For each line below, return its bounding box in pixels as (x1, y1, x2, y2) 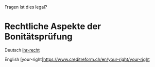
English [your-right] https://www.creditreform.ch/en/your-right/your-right (4, 56, 150, 62)
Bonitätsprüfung (4, 31, 73, 42)
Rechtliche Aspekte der (4, 21, 102, 32)
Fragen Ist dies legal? (4, 4, 47, 10)
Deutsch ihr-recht (4, 47, 40, 53)
